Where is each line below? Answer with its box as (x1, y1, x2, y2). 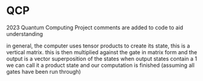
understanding (6, 30, 43, 37)
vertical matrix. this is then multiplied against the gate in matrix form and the (6, 48, 198, 55)
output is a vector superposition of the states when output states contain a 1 (6, 55, 198, 62)
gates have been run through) (6, 68, 81, 75)
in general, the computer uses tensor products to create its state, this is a (6, 42, 190, 49)
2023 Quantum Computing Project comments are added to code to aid (6, 24, 183, 31)
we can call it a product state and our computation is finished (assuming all (6, 62, 195, 69)
